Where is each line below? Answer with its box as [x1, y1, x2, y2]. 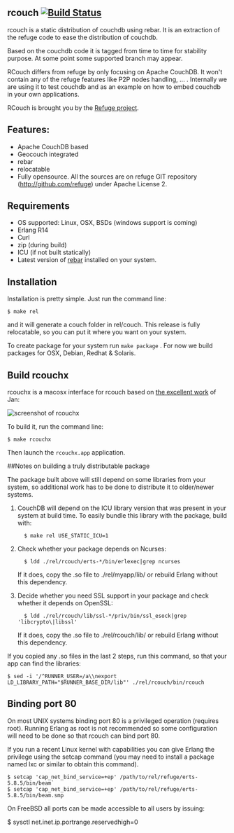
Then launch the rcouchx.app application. [7, 448, 126, 457]
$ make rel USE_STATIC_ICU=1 [24, 532, 109, 539]
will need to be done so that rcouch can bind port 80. [7, 731, 161, 740]
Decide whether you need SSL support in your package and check [17, 591, 210, 600]
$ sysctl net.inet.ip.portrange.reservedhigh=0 [7, 818, 138, 826]
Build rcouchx [7, 369, 69, 381]
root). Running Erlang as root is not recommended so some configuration [7, 724, 218, 732]
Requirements [7, 200, 70, 212]
